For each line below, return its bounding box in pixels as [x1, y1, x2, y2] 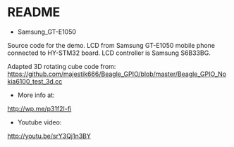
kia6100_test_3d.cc [7, 77, 63, 85]
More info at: [17, 91, 55, 99]
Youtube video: [17, 117, 62, 127]
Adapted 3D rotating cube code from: [7, 62, 116, 70]
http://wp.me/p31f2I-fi [7, 104, 72, 113]
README [7, 4, 61, 20]
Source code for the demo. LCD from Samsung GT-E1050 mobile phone [7, 41, 216, 49]
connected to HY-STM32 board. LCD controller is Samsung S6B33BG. [7, 49, 211, 57]
